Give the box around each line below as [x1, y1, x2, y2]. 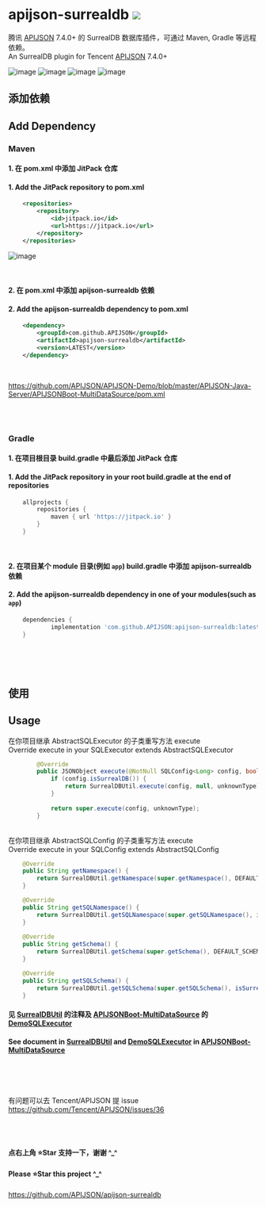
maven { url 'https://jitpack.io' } [50, 513, 172, 521]
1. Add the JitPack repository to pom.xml [8, 182, 145, 192]
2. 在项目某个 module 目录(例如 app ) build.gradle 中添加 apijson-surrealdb [8, 561, 252, 571]
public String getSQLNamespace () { [22, 903, 140, 911]
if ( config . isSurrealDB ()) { [50, 775, 147, 783]
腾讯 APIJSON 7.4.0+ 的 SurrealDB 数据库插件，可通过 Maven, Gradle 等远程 [8, 32, 257, 42]
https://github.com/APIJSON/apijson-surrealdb [8, 1190, 161, 1200]
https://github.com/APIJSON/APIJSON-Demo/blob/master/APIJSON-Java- [8, 380, 252, 390]
